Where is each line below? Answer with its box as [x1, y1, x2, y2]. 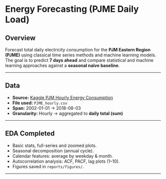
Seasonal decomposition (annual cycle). [12, 147, 94, 154]
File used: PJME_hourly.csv [12, 100, 68, 106]
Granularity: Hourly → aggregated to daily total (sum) [12, 110, 124, 116]
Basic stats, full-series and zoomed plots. [12, 142, 97, 148]
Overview [5, 34, 36, 42]
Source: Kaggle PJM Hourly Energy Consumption [12, 94, 114, 100]
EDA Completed [5, 130, 55, 138]
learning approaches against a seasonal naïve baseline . [5, 63, 120, 68]
